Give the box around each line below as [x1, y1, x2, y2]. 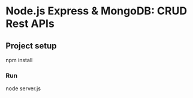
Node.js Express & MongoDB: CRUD [5, 4, 187, 18]
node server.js [5, 85, 41, 92]
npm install [5, 57, 33, 63]
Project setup [5, 41, 58, 51]
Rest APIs [5, 17, 55, 30]
